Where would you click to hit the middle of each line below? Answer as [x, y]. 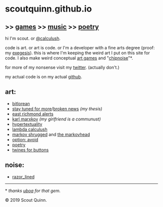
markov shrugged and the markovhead [51, 134]
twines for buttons [30, 150]
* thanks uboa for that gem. [33, 191]
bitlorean [21, 103]
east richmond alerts [33, 114]
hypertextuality [27, 124]
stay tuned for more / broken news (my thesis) [57, 109]
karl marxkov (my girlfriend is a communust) [56, 119]
